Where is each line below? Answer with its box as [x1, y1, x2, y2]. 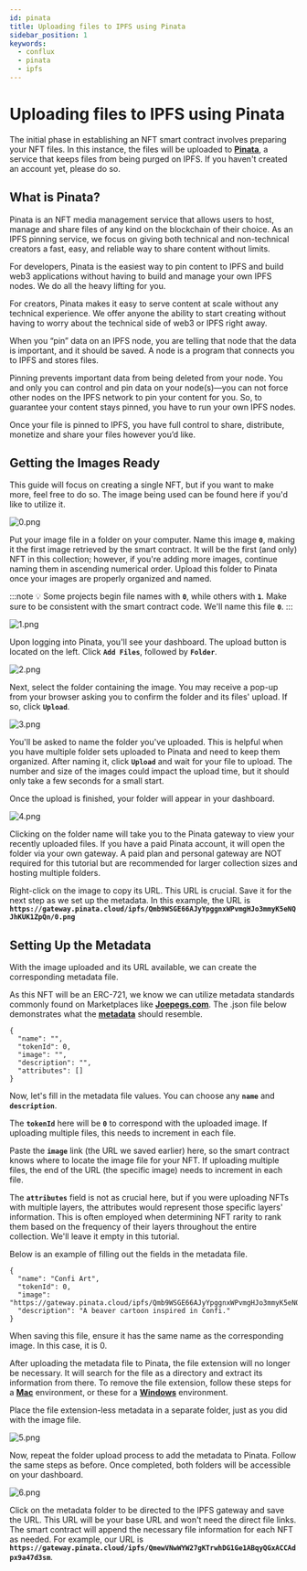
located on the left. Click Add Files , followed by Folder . [9, 647, 217, 657]
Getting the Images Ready [9, 455, 161, 471]
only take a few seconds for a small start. [9, 775, 164, 786]
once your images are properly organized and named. [9, 573, 212, 584]
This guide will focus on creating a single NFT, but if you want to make [9, 479, 274, 490]
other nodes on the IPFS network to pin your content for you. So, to [9, 391, 263, 402]
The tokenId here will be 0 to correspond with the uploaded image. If [9, 1117, 268, 1129]
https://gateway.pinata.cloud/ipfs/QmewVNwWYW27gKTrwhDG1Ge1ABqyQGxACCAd [9, 1544, 297, 1553]
